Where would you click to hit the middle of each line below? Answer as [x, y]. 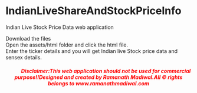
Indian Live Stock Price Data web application [60, 27]
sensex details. [24, 57]
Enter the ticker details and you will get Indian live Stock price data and [92, 51]
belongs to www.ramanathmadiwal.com [98, 83]
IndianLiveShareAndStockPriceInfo [93, 11]
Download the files [28, 38]
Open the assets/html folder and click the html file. [67, 45]
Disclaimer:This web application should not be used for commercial [106, 71]
